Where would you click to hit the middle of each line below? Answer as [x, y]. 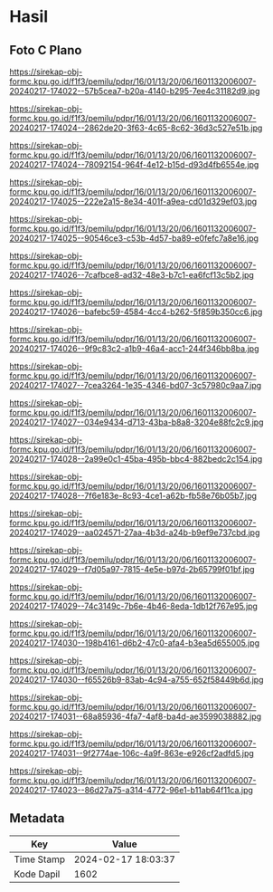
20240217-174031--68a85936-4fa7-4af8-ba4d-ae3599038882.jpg [136, 716]
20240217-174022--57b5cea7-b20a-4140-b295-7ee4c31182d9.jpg [135, 91]
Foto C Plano [46, 50]
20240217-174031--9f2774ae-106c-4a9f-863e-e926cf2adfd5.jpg [132, 753]
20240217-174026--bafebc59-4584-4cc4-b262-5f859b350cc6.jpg [136, 312]
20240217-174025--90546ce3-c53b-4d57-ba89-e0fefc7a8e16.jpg [134, 238]
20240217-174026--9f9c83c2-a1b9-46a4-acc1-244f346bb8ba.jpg [134, 349]
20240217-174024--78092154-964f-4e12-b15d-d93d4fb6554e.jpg [134, 164]
